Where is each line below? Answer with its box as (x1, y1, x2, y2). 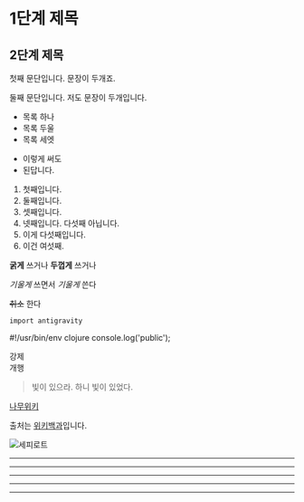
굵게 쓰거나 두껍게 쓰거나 (9, 260, 97, 270)
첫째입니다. (22, 184, 62, 195)
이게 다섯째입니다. (22, 229, 86, 240)
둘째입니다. (22, 196, 62, 206)
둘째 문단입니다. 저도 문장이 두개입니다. (9, 92, 147, 102)
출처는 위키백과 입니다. (9, 420, 88, 430)
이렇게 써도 (22, 153, 62, 164)
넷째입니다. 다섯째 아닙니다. (22, 218, 120, 228)
